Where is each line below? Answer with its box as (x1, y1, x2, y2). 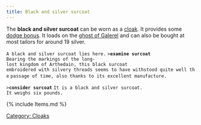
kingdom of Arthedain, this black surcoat (19, 61, 128, 67)
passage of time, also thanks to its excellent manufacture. (10, 73, 167, 79)
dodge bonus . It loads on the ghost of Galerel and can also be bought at (6, 31, 185, 39)
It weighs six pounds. (6, 90, 63, 96)
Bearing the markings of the (6, 56, 79, 62)
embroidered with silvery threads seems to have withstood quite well (6, 67, 187, 73)
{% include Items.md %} (6, 100, 67, 108)
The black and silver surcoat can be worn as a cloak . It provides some (6, 25, 182, 32)
